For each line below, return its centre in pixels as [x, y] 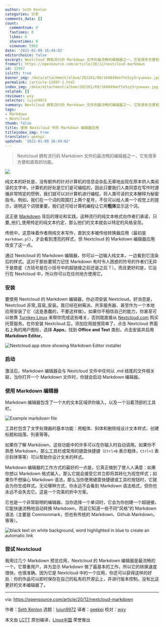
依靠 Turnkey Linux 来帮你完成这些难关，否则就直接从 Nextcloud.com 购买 [84, 318]
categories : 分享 [22, 14]
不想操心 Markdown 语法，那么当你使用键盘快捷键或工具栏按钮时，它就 [85, 479]
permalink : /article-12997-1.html [40, 82]
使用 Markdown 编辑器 [32, 390]
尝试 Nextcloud [23, 549]
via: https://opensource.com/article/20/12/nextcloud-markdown [69, 600]
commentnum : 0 [24, 28]
